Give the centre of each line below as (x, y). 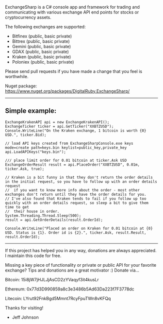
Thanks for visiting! (24, 307)
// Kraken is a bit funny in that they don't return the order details (79, 177)
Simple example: (31, 111)
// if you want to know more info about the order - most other (72, 190)
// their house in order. (32, 211)
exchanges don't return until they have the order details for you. (76, 194)
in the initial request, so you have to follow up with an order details (81, 182)
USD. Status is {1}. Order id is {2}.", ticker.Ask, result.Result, (76, 233)
